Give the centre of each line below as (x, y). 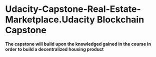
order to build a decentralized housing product (54, 49)
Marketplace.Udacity (50, 20)
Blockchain (120, 20)
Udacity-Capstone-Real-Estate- (73, 9)
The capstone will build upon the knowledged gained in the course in (78, 44)
